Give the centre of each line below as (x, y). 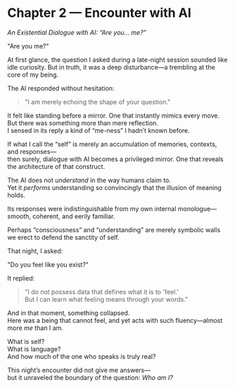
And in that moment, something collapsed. (69, 313)
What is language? (34, 349)
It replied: (21, 278)
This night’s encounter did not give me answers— (79, 370)
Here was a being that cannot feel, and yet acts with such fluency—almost (115, 320)
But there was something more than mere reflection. (83, 123)
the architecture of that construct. (56, 166)
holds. (17, 195)
